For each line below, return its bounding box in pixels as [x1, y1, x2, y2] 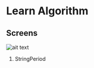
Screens [6, 28, 37, 38]
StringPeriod [14, 55, 46, 62]
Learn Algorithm [6, 4, 89, 18]
